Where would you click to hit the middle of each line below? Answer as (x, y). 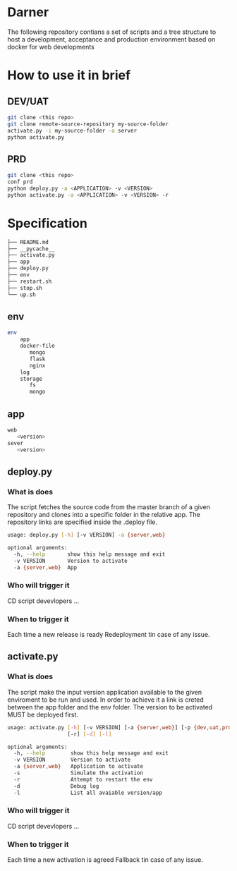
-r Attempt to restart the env (83, 779)
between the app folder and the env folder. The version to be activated (110, 707)
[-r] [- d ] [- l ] (90, 734)
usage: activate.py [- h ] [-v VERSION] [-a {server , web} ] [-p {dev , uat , (115, 727)
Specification (48, 223)
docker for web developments (51, 47)
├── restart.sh (30, 281)
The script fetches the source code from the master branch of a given (109, 507)
